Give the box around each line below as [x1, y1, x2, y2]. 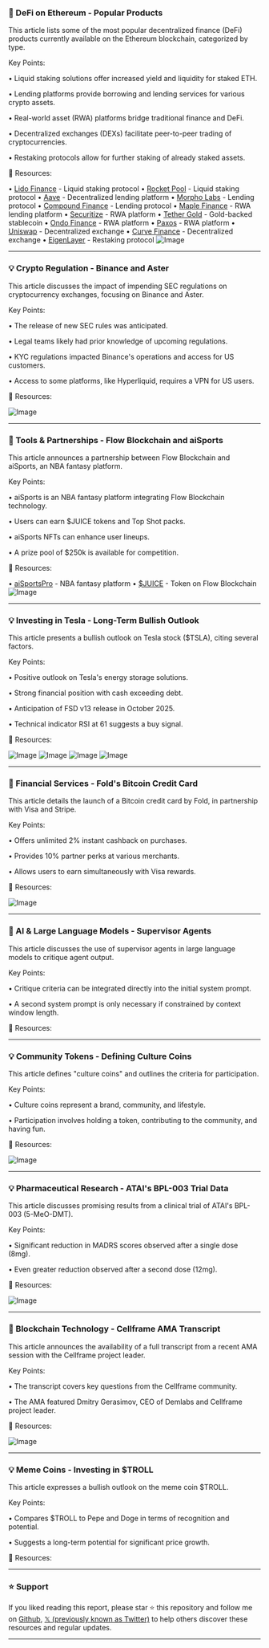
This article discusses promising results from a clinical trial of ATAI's [8, 1201, 233, 1211]
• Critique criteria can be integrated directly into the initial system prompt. [8, 983, 252, 993]
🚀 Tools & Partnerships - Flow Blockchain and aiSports [8, 434, 224, 446]
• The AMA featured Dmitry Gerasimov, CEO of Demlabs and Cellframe [8, 1397, 243, 1406]
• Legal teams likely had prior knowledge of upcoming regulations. [8, 336, 228, 346]
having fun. [8, 1124, 46, 1134]
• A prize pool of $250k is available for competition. [8, 547, 179, 557]
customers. [8, 360, 46, 370]
